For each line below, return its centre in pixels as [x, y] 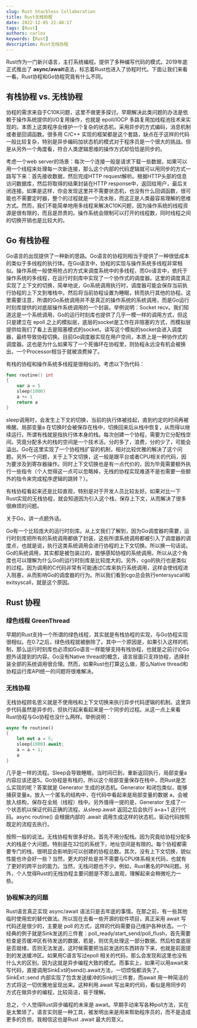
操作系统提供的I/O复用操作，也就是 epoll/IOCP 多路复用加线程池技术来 [101, 119]
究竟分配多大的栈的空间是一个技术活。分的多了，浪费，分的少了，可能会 [103, 442]
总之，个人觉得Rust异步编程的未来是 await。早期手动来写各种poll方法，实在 [98, 1005]
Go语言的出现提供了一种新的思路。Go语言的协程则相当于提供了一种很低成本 [98, 256]
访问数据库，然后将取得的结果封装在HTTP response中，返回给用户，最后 [94, 183]
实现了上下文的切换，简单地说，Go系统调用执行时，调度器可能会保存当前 [94, 285]
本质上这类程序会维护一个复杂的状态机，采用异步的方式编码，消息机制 [106, 126]
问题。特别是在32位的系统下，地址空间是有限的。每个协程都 [109, 844]
